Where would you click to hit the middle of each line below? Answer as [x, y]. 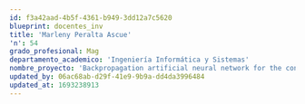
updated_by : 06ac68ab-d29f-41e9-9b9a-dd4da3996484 [107, 77]
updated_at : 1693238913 [54, 85]
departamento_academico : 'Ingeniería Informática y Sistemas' [129, 60]
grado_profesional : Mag [54, 52]
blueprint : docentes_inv [56, 26]
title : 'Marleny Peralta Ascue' [70, 34]
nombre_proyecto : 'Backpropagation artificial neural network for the [146, 69]
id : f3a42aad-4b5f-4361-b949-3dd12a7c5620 [91, 18]
